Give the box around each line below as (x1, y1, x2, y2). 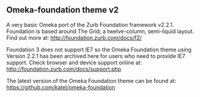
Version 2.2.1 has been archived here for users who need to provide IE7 (6, 52, 185, 60)
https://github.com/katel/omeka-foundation (6, 84, 116, 91)
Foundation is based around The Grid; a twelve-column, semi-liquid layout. (6, 27, 195, 35)
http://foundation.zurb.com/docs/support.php (6, 65, 121, 73)
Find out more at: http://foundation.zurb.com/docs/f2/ (6, 34, 142, 41)
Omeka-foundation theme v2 (6, 5, 119, 15)
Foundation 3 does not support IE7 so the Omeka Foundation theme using (6, 46, 192, 53)
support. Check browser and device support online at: (6, 59, 142, 66)
